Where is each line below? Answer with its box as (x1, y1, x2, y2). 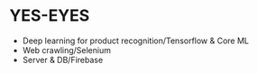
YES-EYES (9, 5, 90, 26)
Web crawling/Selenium (22, 44, 111, 55)
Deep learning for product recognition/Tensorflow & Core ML (22, 35, 250, 46)
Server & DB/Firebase (22, 54, 104, 65)
